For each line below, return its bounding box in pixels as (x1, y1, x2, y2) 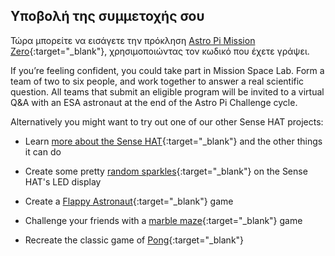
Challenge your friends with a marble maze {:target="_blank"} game (24, 214, 303, 226)
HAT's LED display (24, 175, 102, 188)
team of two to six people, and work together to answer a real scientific (10, 75, 305, 87)
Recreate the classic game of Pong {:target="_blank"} (24, 234, 245, 246)
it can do (24, 145, 62, 158)
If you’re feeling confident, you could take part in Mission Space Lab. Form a (10, 64, 325, 76)
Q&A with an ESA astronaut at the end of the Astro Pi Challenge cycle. (10, 96, 298, 108)
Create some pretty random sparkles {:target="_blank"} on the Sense (24, 165, 308, 177)
